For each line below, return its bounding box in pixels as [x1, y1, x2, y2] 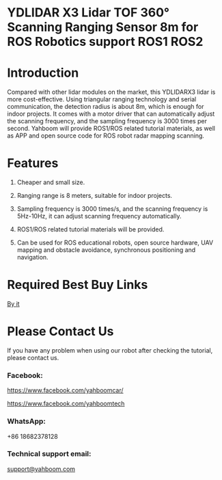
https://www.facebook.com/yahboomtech [7, 399, 125, 408]
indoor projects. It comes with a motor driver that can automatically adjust [7, 110, 215, 118]
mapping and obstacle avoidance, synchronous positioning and [16, 246, 196, 254]
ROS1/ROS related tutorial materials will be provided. [16, 225, 165, 233]
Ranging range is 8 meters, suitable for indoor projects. [16, 192, 173, 200]
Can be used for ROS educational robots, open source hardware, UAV [16, 238, 214, 247]
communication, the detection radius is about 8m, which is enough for [7, 103, 204, 111]
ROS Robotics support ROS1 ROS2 [7, 34, 204, 49]
